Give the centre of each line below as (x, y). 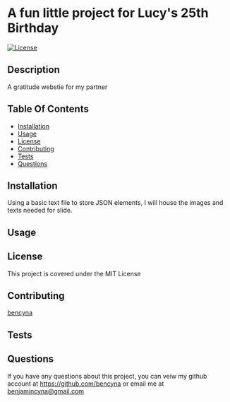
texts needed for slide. (40, 211)
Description (34, 70)
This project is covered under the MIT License (74, 273)
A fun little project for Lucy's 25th (108, 13)
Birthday (33, 28)
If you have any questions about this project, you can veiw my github (107, 376)
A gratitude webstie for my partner (57, 87)
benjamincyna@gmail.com (46, 391)
